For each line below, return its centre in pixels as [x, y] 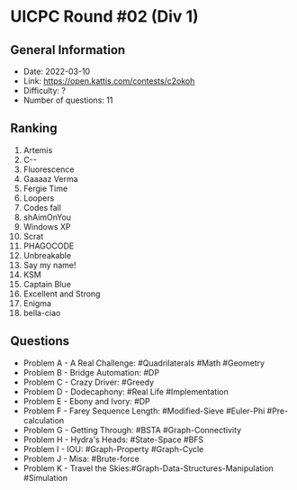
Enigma [37, 303]
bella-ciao [42, 313]
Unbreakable [47, 255]
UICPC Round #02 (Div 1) [104, 17]
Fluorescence [49, 169]
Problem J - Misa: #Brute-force [81, 458]
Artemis [38, 150]
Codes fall [42, 207]
